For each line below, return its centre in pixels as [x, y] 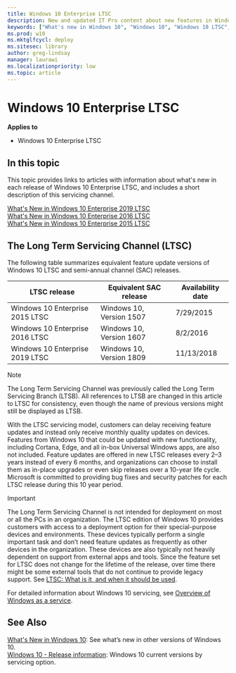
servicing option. [32, 662]
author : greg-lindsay [39, 54]
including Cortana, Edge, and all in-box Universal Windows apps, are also [113, 447]
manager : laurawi [33, 60]
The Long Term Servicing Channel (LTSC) [100, 246]
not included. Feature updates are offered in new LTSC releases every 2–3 [115, 455]
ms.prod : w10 [26, 33]
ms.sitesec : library [38, 47]
